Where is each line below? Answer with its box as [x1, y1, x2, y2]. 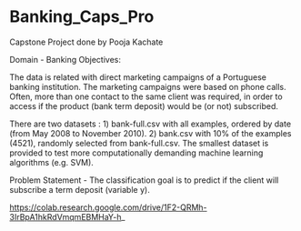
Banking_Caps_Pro [9, 6, 155, 27]
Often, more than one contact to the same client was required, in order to [9, 91, 284, 102]
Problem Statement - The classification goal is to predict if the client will [9, 175, 279, 186]
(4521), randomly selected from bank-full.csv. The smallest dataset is [9, 137, 269, 148]
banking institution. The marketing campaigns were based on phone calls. [9, 81, 286, 92]
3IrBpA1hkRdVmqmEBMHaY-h [9, 211, 122, 222]
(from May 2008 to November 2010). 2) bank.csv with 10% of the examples [9, 127, 293, 138]
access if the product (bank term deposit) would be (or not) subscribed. [9, 100, 279, 111]
